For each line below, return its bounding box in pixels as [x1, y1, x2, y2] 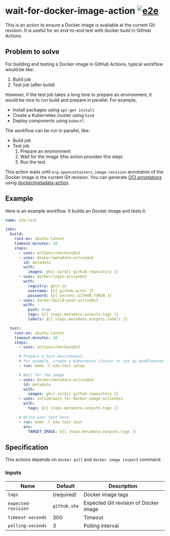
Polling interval [83, 522, 119, 529]
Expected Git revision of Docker [83, 499, 159, 506]
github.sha [52, 503, 79, 509]
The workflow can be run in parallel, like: [5, 127, 90, 133]
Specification [5, 443, 49, 452]
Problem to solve [5, 47, 60, 56]
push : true [27, 307, 51, 312]
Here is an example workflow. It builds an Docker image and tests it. [5, 207, 147, 214]
